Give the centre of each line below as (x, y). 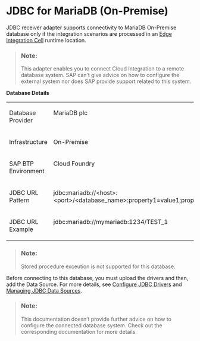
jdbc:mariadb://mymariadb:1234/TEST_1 (111, 222)
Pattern (19, 200)
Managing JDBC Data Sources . (44, 290)
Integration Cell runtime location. (46, 40)
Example (21, 229)
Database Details (28, 93)
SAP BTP (21, 164)
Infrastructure (28, 142)
